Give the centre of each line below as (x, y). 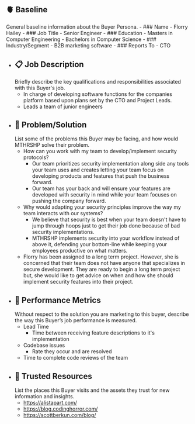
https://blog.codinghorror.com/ (60, 409)
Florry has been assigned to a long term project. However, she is (101, 257)
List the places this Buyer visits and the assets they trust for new (92, 390)
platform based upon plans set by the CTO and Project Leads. (97, 100)
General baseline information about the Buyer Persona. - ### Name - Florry (97, 27)
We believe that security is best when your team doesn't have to (109, 220)
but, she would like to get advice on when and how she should (98, 275)
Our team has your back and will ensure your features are (101, 188)
